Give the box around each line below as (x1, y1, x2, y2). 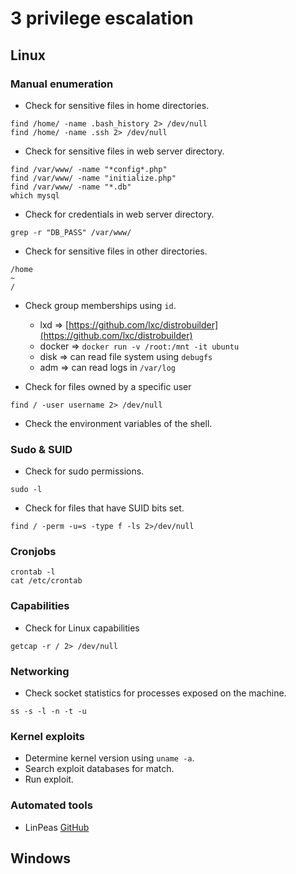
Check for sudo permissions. (24, 465, 145, 477)
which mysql (10, 190, 60, 201)
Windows (10, 850, 71, 867)
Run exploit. (24, 773, 75, 786)
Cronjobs (10, 545, 57, 559)
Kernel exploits (10, 729, 86, 743)
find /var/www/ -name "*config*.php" (10, 164, 168, 174)
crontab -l (10, 567, 56, 577)
